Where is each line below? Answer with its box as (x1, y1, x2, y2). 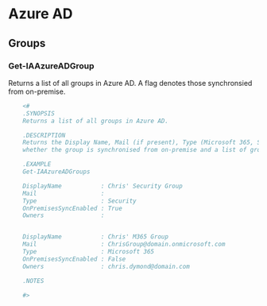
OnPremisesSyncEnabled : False (22, 255, 126, 263)
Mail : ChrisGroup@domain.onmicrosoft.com (22, 240, 226, 249)
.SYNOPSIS (22, 109, 56, 118)
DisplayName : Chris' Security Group (22, 182, 183, 190)
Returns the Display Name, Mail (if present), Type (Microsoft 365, (22, 138, 254, 147)
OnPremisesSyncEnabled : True (22, 204, 123, 212)
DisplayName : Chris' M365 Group (22, 233, 169, 241)
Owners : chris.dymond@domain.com (22, 262, 191, 270)
